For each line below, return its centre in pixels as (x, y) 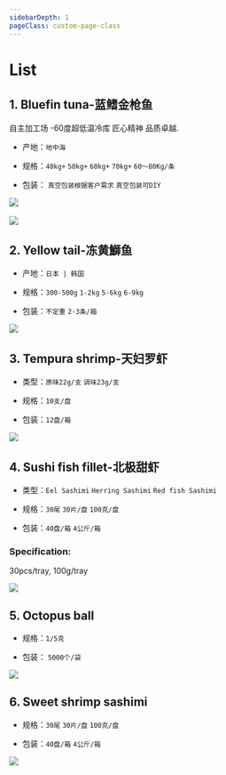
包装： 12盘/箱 (47, 420)
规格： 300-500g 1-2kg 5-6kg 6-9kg (83, 292)
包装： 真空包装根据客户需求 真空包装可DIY (91, 184)
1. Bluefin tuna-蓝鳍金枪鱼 (81, 105)
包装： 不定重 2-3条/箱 (59, 311)
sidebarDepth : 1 (39, 17)
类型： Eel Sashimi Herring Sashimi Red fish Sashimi (119, 489)
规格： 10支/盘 (47, 400)
